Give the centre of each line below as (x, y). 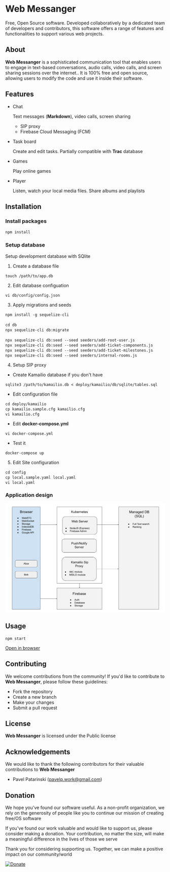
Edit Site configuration (36, 462)
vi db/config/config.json (32, 295)
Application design (29, 495)
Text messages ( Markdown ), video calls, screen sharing (72, 116)
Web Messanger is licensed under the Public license (60, 736)
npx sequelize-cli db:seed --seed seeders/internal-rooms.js (71, 355)
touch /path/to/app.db (29, 276)
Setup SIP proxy (29, 365)
